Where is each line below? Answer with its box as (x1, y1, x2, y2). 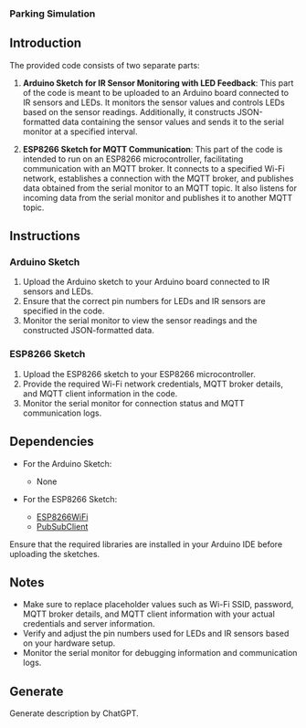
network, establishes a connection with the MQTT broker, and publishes (22, 173, 294, 184)
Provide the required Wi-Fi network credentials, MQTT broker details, (22, 378, 284, 389)
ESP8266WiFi (36, 511, 89, 522)
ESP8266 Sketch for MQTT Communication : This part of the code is (22, 143, 283, 154)
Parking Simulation (9, 7, 96, 20)
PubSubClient (36, 521, 89, 532)
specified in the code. (22, 305, 105, 317)
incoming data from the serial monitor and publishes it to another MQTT (22, 192, 293, 203)
